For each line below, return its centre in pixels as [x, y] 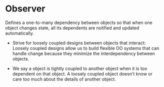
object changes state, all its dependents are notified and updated [72, 27]
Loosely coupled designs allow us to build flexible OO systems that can [86, 48]
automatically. [19, 33]
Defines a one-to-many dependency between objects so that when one [79, 22]
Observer [25, 9]
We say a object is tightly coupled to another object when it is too [80, 68]
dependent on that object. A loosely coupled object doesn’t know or [82, 73]
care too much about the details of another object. [64, 79]
